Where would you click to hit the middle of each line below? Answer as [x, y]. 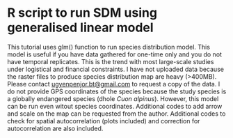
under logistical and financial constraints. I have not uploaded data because [116, 69]
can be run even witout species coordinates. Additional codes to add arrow [115, 106]
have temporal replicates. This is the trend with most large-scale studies [111, 61]
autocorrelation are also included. [55, 128]
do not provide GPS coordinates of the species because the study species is [117, 91]
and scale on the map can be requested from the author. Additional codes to [116, 114]
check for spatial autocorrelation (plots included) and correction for [104, 121]
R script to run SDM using [82, 13]
